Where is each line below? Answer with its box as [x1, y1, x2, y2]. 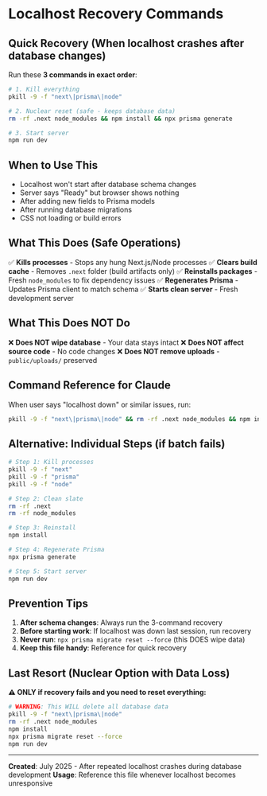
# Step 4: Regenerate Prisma [8, 546, 105, 554]
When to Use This [8, 158, 98, 172]
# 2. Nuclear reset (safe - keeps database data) [8, 107, 176, 115]
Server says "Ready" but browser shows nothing [19, 188, 180, 197]
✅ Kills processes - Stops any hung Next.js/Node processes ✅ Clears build [8, 257, 257, 267]
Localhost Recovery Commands [8, 5, 224, 23]
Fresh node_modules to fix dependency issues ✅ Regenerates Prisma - [8, 275, 238, 285]
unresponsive [8, 778, 53, 788]
